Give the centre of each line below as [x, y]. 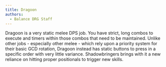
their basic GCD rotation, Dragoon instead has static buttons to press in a [80, 49]
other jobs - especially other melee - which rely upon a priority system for [81, 44]
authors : [14, 14]
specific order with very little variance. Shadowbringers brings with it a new [83, 54]
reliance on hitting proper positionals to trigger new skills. [64, 60]
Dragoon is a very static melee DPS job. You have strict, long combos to [79, 33]
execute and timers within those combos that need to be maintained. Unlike [83, 38]
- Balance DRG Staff [31, 19]
